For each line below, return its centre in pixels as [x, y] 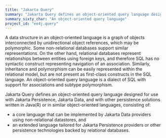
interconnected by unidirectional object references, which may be [72, 43]
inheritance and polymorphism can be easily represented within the [74, 69]
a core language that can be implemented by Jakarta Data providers [82, 115]
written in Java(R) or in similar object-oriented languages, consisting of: [78, 105]
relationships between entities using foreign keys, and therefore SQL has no [82, 59]
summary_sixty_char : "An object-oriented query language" [66, 19]
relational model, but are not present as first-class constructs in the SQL [78, 74]
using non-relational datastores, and [49, 120]
